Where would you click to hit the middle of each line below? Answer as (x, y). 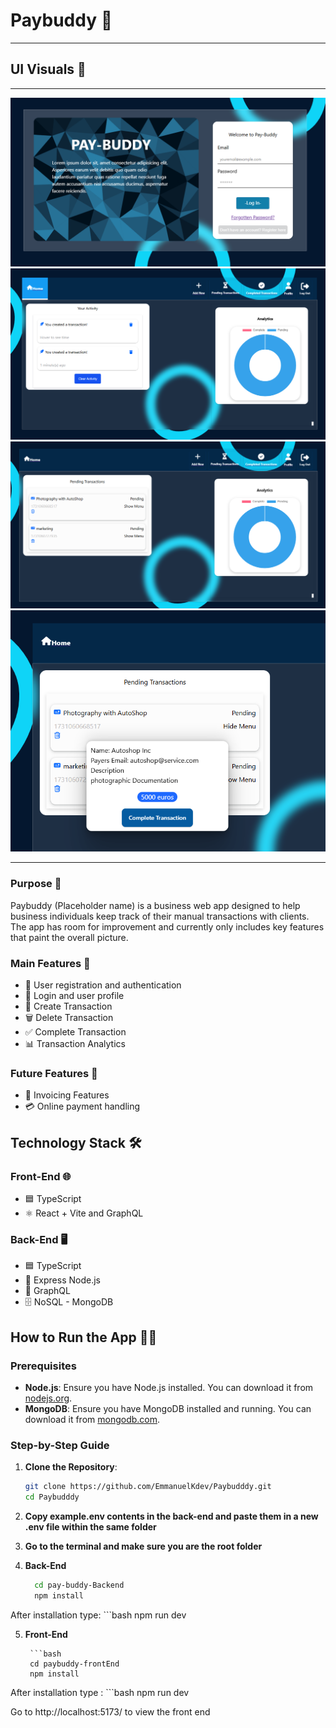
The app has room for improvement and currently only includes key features (167, 926)
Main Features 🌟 (50, 963)
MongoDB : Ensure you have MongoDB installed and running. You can (168, 1408)
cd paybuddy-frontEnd (74, 1664)
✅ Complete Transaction (75, 1031)
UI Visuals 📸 (48, 69)
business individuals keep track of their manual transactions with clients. (160, 916)
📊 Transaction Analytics (75, 1043)
